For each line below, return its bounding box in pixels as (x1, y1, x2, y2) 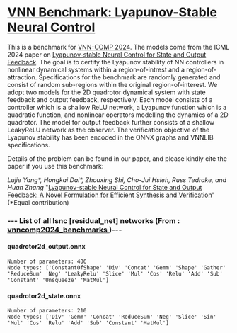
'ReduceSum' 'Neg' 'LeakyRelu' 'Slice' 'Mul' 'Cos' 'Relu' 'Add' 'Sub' (7, 271, 223, 278)
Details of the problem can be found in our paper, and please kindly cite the (7, 154, 228, 163)
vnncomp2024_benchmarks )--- (7, 225, 122, 235)
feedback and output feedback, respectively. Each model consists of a (7, 95, 213, 103)
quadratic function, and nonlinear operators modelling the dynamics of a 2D (7, 111, 229, 119)
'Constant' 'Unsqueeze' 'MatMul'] (7, 277, 110, 284)
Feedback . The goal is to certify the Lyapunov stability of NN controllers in (7, 57, 224, 66)
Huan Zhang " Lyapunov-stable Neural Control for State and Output (7, 183, 202, 191)
